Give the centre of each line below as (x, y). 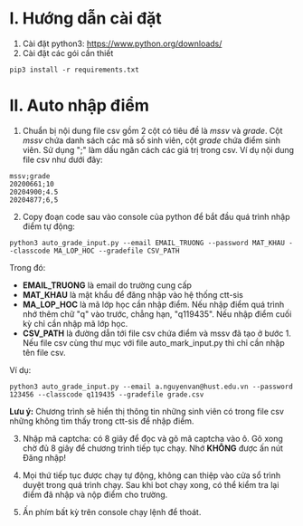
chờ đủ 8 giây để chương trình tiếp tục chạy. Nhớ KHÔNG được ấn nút (152, 448)
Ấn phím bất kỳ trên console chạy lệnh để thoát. (112, 512)
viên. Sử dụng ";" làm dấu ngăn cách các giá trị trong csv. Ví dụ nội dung (158, 149)
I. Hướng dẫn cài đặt (86, 19)
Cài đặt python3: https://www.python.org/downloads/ (122, 43)
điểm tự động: (48, 226)
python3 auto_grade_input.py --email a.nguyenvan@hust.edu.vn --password (151, 387)
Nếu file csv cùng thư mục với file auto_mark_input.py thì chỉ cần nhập (153, 342)
